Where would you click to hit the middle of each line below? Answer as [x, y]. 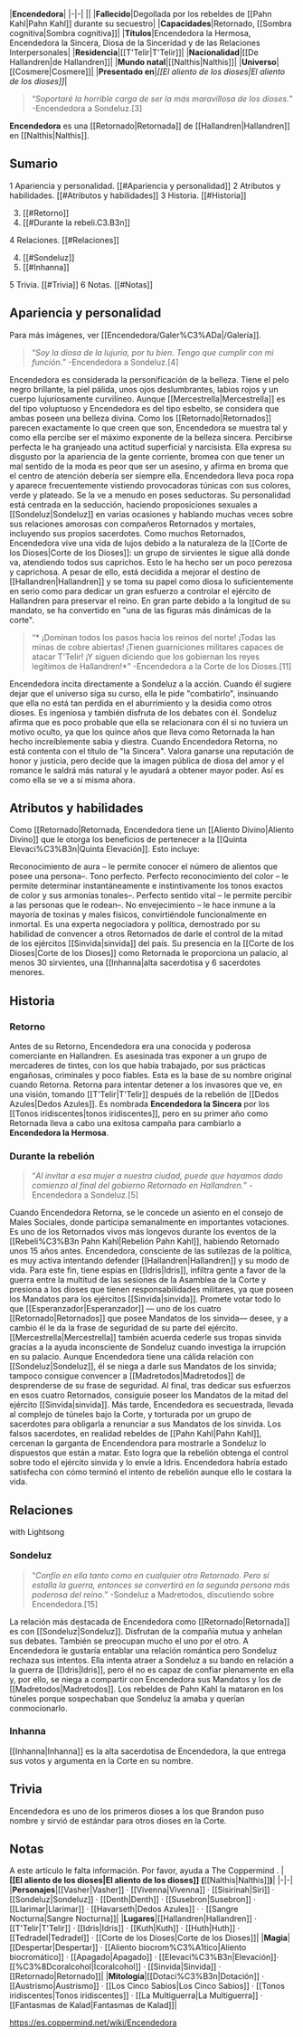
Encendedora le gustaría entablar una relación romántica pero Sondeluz [143, 1650]
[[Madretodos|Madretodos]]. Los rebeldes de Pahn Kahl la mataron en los [147, 1689]
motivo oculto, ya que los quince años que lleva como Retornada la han [142, 732]
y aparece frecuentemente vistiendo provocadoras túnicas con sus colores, [150, 485]
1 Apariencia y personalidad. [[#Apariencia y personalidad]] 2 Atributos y [145, 185]
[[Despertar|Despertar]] [54, 1947]
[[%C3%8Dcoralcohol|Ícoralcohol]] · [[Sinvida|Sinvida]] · [115, 1966]
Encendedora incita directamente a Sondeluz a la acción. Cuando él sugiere [151, 684]
